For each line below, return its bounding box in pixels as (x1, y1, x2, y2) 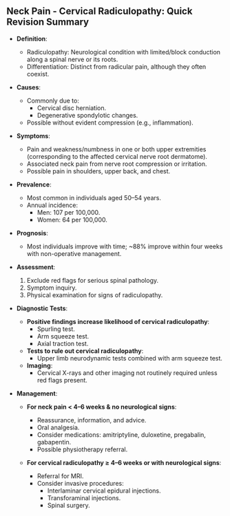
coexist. (26, 69, 50, 78)
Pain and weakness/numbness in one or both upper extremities (26, 144, 207, 153)
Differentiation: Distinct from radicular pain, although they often (26, 62, 207, 71)
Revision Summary (6, 17, 90, 28)
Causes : (16, 83, 41, 92)
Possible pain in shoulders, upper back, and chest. (26, 166, 171, 175)
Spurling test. (36, 325, 75, 333)
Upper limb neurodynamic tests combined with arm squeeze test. (36, 354, 223, 362)
